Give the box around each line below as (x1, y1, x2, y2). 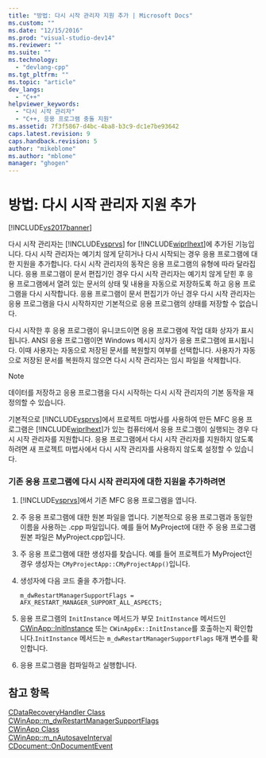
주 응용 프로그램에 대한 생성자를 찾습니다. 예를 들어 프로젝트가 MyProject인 (19, 549, 253, 559)
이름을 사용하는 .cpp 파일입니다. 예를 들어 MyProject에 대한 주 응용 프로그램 (19, 522, 256, 532)
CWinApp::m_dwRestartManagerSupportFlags (8, 716, 160, 725)
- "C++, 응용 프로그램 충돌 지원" (15, 115, 113, 123)
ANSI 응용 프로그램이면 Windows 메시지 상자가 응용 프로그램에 (31, 335, 226, 346)
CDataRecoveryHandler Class (8, 708, 106, 717)
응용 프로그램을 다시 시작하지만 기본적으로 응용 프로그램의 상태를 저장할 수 (8, 299, 237, 308)
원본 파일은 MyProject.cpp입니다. (19, 532, 125, 542)
